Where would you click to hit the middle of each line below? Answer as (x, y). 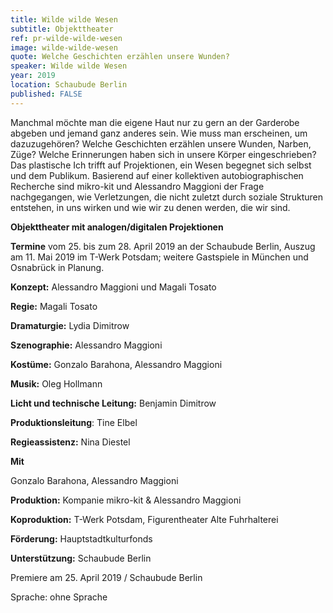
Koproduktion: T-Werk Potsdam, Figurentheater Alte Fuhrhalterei (144, 519)
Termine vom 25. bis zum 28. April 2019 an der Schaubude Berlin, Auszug (163, 246)
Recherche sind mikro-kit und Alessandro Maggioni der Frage (137, 186)
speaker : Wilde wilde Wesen (69, 66)
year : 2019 (33, 76)
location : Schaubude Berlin (69, 85)
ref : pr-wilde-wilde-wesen (66, 38)
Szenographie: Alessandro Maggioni (86, 345)
